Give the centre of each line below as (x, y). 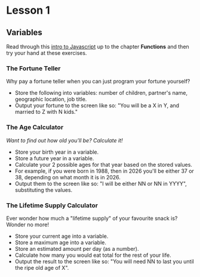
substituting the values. (44, 190)
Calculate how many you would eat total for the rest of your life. (93, 255)
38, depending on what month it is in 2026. (68, 177)
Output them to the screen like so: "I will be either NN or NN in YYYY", (101, 183)
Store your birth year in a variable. (57, 152)
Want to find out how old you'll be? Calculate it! (64, 140)
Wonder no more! (28, 225)
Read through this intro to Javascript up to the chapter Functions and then (98, 46)
